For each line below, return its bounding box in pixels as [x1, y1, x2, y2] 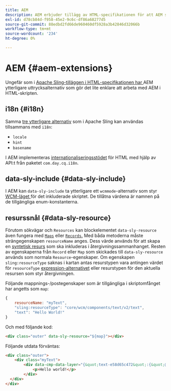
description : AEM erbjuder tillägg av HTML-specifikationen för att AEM [5, 12, 163, 17]
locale [12, 135, 27, 140]
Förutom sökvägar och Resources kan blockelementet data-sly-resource [5, 227, 157, 233]
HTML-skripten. [5, 90, 39, 96]
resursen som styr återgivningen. [5, 271, 75, 277]
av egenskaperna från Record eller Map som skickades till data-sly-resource [5, 249, 163, 255]
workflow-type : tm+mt [5, 27, 51, 32]
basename [12, 145, 32, 150]
